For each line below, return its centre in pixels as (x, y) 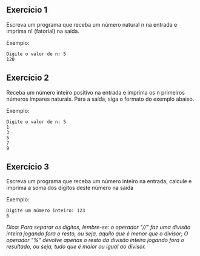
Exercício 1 (27, 10)
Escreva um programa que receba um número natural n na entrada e (92, 24)
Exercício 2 (28, 78)
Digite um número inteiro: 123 (46, 211)
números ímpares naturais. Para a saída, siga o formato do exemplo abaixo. (100, 99)
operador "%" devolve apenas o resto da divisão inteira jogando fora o (95, 240)
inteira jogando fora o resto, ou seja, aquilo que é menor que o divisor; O (97, 234)
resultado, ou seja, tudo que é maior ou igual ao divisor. (76, 247)
